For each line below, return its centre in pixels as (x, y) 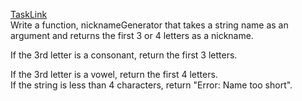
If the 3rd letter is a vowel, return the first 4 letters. (114, 74)
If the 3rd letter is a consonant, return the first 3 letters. (124, 55)
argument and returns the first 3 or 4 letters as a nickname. (132, 35)
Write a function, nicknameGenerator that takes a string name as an (149, 25)
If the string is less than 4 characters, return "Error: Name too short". (151, 85)
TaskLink (29, 14)
